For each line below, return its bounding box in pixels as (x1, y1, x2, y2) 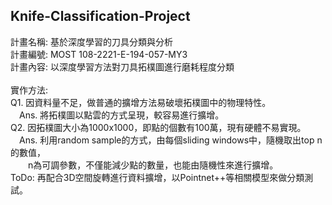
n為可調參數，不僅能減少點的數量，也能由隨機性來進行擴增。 (28, 159, 279, 171)
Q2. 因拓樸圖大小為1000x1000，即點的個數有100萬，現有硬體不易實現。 (10, 121, 307, 133)
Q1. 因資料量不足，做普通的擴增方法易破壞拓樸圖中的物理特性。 (10, 96, 272, 108)
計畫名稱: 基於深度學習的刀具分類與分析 (10, 35, 173, 48)
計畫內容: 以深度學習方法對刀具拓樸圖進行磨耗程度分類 (10, 60, 235, 73)
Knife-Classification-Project (10, 8, 191, 25)
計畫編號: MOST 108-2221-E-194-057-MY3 (10, 48, 188, 60)
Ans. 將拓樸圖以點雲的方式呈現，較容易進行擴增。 (19, 109, 225, 121)
